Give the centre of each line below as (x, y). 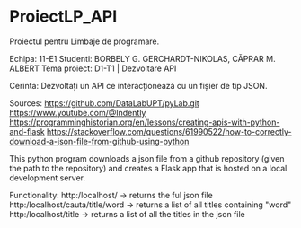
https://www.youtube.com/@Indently (78, 112)
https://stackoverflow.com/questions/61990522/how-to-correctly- (169, 131)
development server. (48, 178)
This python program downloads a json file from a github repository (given (147, 158)
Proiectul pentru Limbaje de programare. (84, 41)
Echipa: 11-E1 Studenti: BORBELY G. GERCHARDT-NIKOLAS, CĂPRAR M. (142, 58)
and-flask (27, 131)
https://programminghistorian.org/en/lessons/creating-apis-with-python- (145, 122)
